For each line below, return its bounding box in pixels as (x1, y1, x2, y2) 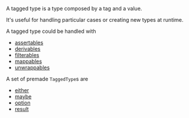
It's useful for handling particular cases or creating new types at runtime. (6, 16, 184, 23)
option (14, 99, 31, 106)
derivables (14, 45, 41, 52)
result (14, 106, 29, 112)
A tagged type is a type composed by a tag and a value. (6, 5, 142, 12)
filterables (14, 52, 40, 58)
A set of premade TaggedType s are (6, 76, 89, 82)
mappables (14, 58, 43, 65)
